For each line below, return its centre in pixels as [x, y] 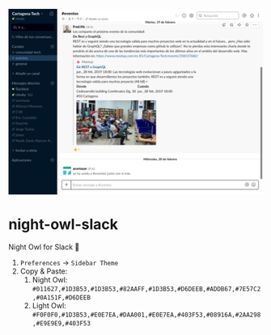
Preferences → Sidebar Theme [69, 263]
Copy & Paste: [44, 271]
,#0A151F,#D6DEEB [61, 298]
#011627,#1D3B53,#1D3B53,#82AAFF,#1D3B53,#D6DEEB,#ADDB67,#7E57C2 [146, 289]
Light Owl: [49, 306]
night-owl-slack [64, 225]
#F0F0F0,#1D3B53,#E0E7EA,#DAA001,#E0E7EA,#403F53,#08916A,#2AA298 [146, 315]
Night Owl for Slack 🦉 [44, 247]
